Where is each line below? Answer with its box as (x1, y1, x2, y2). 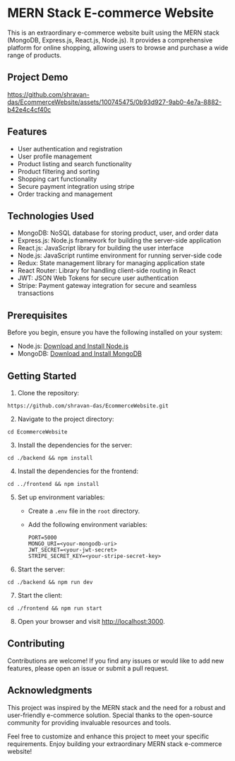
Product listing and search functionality (17, 159, 132, 168)
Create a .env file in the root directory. (28, 507, 140, 515)
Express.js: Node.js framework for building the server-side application (17, 236, 222, 245)
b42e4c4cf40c (7, 105, 52, 114)
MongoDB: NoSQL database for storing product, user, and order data (17, 228, 219, 238)
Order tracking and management (17, 190, 113, 198)
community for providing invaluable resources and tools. (7, 718, 171, 726)
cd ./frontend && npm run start (7, 605, 102, 612)
